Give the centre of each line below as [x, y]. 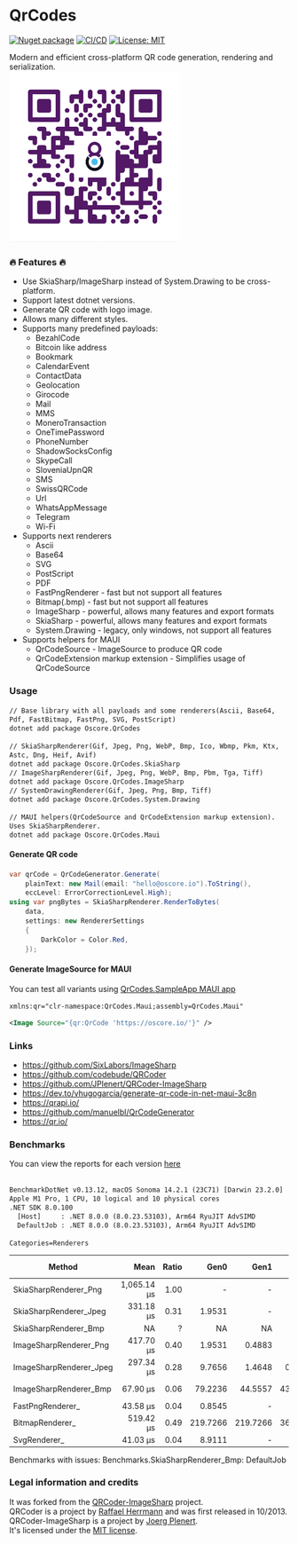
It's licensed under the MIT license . [73, 1530]
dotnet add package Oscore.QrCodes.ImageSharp [97, 782]
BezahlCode [58, 338]
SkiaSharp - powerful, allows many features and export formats [151, 621]
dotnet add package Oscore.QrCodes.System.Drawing [105, 800]
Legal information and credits [74, 1483]
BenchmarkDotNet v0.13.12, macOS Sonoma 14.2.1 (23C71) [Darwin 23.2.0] [146, 1190]
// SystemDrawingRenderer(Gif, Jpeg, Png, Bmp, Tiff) [111, 791]
